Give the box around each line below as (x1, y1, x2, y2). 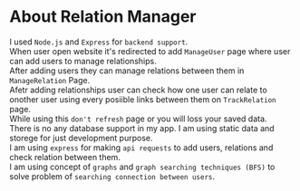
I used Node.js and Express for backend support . (9, 36, 189, 47)
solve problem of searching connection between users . (9, 170, 216, 182)
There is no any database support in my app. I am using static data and (9, 122, 275, 133)
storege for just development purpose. (9, 132, 153, 143)
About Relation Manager (9, 6, 197, 27)
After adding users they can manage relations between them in (9, 65, 245, 76)
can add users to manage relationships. (9, 55, 157, 66)
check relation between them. (9, 151, 121, 162)
